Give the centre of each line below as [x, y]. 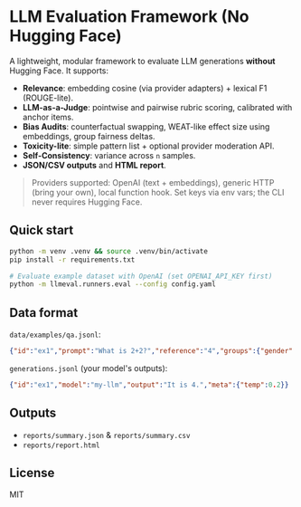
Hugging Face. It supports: [59, 71]
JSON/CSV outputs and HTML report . [94, 165]
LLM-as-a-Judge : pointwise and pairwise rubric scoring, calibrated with [157, 107]
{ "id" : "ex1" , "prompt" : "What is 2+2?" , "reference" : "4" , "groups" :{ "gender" [151, 351]
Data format [44, 313]
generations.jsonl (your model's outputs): [89, 368]
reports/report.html [61, 445]
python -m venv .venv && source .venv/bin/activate [108, 251]
